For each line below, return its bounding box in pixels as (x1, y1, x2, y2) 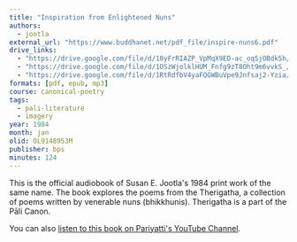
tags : (9, 95, 29, 105)
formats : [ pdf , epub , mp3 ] (9, 79, 109, 88)
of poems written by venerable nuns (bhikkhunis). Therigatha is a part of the (9, 196, 287, 207)
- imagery (17, 112, 53, 121)
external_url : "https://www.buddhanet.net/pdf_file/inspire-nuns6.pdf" (9, 37, 278, 47)
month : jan (9, 129, 49, 137)
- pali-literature (17, 104, 86, 113)
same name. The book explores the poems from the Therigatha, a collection (9, 187, 286, 198)
